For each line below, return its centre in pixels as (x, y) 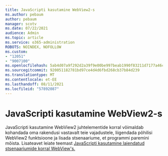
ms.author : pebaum (24, 14)
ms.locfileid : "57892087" (32, 89)
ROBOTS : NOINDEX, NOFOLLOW (33, 47)
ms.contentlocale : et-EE (31, 79)
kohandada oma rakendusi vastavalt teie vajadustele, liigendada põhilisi (79, 132)
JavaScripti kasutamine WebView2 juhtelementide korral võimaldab (74, 127)
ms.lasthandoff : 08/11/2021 (34, 84)
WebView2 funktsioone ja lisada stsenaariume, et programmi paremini (77, 138)
